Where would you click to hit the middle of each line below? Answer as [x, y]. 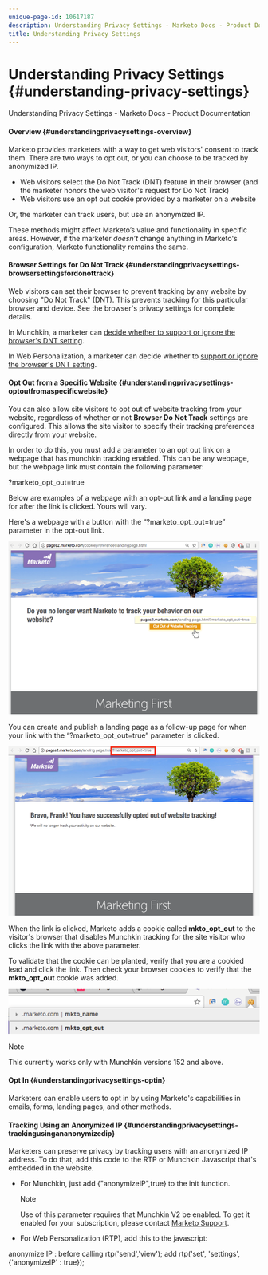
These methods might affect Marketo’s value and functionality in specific [128, 230]
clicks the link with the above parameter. [75, 945]
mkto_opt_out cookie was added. [64, 977]
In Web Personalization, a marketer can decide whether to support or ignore [133, 356]
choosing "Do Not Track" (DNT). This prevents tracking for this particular [128, 299]
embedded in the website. [51, 1168]
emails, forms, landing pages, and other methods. [90, 1107]
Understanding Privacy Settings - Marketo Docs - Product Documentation [130, 113]
